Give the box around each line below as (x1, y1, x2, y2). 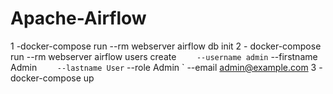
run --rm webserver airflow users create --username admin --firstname (10, 50, 318, 62)
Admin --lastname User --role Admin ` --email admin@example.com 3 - (10, 61, 323, 73)
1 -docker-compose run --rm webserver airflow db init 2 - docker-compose (10, 40, 322, 52)
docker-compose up (10, 72, 95, 84)
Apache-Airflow (10, 7, 147, 30)
